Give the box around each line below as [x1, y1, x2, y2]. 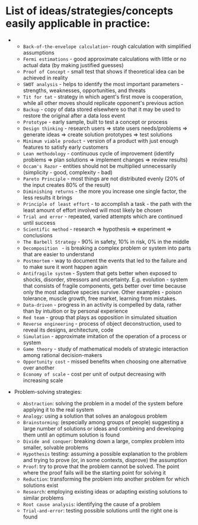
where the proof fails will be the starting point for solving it [23, 469, 167, 476]
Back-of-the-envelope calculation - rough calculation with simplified [23, 43, 191, 50]
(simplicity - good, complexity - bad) [23, 168, 113, 176]
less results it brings [23, 194, 72, 201]
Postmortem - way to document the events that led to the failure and [23, 257, 187, 264]
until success [23, 219, 56, 226]
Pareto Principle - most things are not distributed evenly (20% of [23, 175, 185, 182]
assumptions [23, 49, 55, 56]
